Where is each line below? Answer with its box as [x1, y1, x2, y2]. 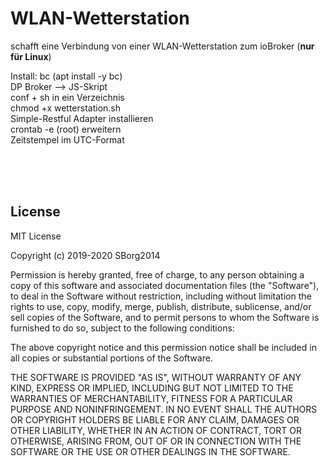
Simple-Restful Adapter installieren [10, 112, 154, 124]
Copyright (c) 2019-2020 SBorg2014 [10, 249, 161, 261]
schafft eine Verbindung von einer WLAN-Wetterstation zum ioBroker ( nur [10, 40, 315, 52]
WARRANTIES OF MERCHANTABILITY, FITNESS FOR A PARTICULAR [10, 392, 293, 404]
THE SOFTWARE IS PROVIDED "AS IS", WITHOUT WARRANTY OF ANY [10, 371, 302, 383]
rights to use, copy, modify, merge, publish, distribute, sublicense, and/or [10, 300, 312, 312]
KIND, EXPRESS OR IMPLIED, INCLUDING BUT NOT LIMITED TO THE [10, 382, 294, 394]
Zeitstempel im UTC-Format [10, 133, 125, 146]
